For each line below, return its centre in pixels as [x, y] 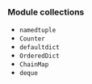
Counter [32, 39]
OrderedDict [39, 56]
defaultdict [39, 48]
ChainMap [34, 65]
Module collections [46, 12]
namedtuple [38, 31]
